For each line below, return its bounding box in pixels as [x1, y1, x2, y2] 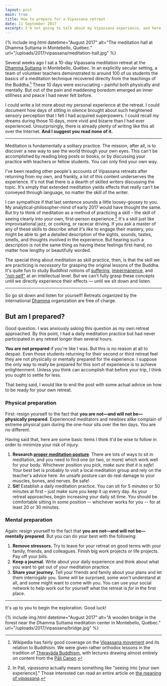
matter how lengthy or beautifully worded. [5, 247, 91, 253]
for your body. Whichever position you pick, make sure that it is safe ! [12, 461, 154, 468]
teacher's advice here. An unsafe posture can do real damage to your [12, 472, 155, 478]
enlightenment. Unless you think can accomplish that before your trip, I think [5, 367, 162, 373]
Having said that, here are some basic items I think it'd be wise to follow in [5, 436, 157, 442]
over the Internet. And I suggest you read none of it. [5, 128, 113, 134]
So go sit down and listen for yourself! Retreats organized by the [5, 292, 137, 299]
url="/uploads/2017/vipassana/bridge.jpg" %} [5, 625, 99, 631]
